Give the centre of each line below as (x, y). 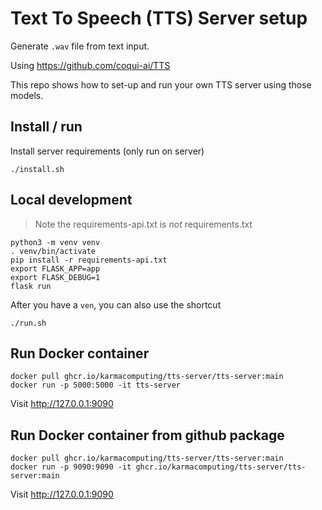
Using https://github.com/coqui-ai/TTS (90, 65)
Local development (71, 200)
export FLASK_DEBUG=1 (55, 277)
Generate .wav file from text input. (80, 46)
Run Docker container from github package (147, 435)
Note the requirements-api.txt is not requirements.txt (143, 224)
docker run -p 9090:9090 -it (71, 467)
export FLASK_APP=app (55, 268)
